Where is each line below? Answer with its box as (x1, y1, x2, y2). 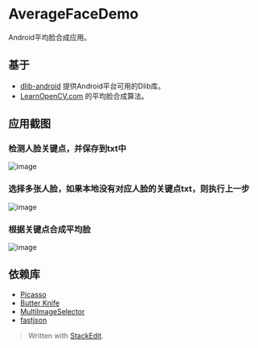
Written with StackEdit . (27, 330, 104, 340)
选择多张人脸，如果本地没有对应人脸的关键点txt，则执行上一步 (8, 183, 250, 194)
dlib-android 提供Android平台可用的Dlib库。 (19, 81, 166, 91)
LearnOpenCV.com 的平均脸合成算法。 (19, 91, 149, 100)
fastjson (19, 315, 47, 325)
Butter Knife (19, 298, 60, 308)
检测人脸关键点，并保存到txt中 (8, 143, 127, 154)
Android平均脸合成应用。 (8, 32, 91, 42)
